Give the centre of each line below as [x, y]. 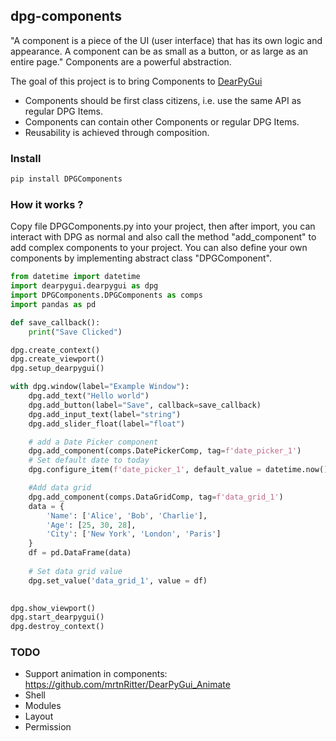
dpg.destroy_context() [57, 627]
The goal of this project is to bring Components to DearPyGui [136, 81]
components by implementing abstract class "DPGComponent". [141, 258]
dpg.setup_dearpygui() [57, 369]
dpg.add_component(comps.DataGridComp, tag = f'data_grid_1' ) [156, 497]
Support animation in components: [96, 674]
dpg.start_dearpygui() [57, 617]
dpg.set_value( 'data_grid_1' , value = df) [118, 580]
